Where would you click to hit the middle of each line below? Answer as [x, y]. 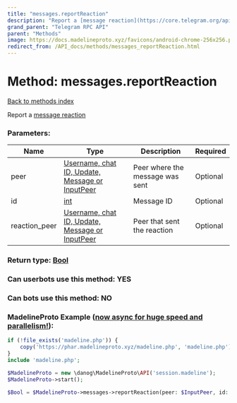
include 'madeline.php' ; [44, 360]
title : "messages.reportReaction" [58, 14]
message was [156, 176]
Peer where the [158, 168]
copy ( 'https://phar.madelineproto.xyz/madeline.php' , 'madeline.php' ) [126, 347]
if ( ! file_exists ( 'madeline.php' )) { [63, 341]
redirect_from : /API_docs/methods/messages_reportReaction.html [104, 47]
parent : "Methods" [34, 34]
